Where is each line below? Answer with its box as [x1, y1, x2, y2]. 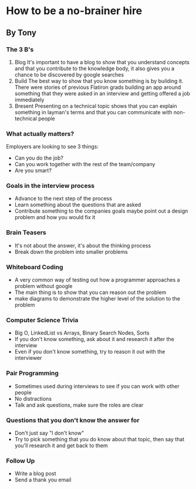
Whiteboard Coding [6, 263, 63, 271]
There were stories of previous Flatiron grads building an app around [14, 84, 181, 91]
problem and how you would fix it [14, 214, 96, 221]
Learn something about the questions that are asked [14, 201, 141, 209]
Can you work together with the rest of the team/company [14, 161, 156, 168]
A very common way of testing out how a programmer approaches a [14, 276, 180, 283]
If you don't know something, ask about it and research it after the [14, 336, 174, 343]
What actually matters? [6, 130, 75, 138]
